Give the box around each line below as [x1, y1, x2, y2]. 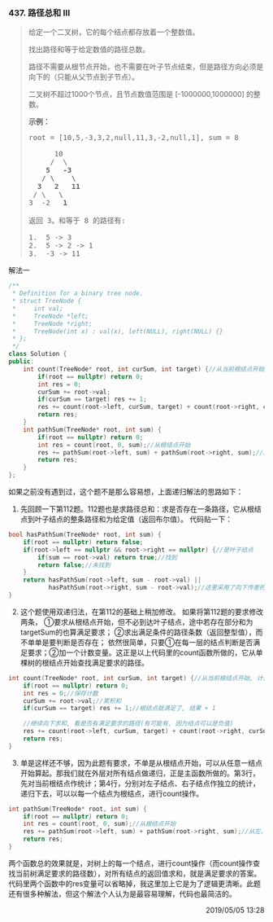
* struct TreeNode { [11, 297, 82, 305]
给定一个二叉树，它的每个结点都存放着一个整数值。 [28, 27, 200, 37]
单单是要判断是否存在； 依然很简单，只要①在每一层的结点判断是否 [27, 637, 253, 647]
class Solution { [8, 350, 67, 358]
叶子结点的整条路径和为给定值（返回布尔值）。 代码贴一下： [34, 515, 233, 525]
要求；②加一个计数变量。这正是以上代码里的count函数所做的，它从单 [27, 648, 263, 657]
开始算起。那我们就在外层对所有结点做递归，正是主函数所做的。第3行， [19, 768, 260, 778]
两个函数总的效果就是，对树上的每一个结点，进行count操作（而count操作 [8, 858, 253, 868]
